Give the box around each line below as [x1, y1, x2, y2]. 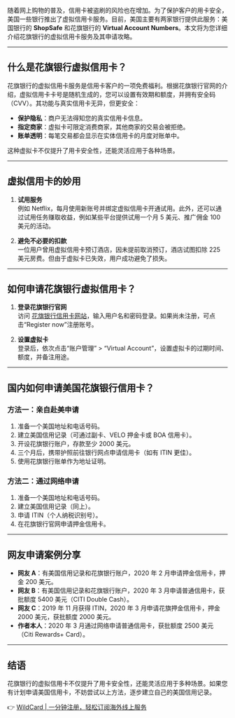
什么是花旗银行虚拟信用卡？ [7, 62, 127, 74]
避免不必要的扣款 [17, 236, 67, 245]
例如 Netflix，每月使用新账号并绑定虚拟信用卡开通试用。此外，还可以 [17, 204, 216, 212]
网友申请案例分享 [7, 549, 81, 561]
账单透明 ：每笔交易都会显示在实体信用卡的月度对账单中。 [17, 131, 183, 140]
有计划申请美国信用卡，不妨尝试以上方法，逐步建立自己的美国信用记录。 [7, 688, 215, 696]
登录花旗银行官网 [17, 303, 67, 311]
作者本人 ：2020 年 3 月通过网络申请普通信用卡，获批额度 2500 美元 [17, 621, 214, 630]
